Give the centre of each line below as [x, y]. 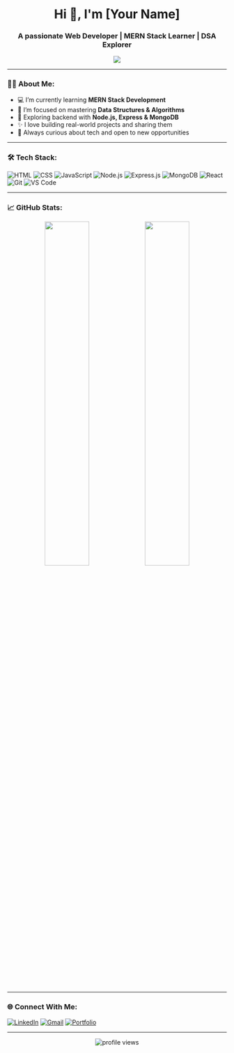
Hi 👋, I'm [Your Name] [117, 14]
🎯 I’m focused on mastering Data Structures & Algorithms [101, 109]
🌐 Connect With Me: [42, 1007]
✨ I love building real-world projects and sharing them [95, 124]
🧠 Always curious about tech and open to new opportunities [103, 132]
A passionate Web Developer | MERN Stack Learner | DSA [117, 36]
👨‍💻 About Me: [31, 84]
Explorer [117, 45]
